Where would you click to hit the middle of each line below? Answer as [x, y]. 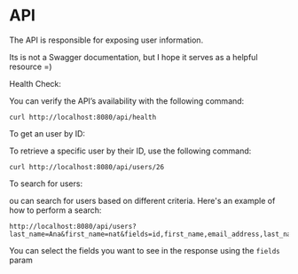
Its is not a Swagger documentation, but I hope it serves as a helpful [134, 57]
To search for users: [46, 184]
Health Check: [35, 83]
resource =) [31, 67]
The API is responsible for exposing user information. [106, 40]
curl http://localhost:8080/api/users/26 [87, 167]
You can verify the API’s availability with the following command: [127, 101]
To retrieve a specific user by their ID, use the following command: [130, 151]
